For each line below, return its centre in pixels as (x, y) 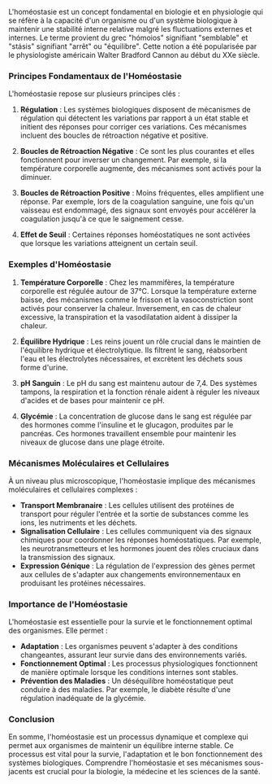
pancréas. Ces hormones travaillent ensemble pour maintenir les (128, 433)
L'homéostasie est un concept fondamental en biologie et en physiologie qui (136, 12)
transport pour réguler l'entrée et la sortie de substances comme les (134, 514)
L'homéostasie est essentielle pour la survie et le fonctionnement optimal (131, 622)
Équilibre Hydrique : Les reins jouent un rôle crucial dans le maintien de (140, 341)
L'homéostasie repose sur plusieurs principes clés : (94, 94)
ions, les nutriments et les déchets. (79, 522)
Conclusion (32, 720)
